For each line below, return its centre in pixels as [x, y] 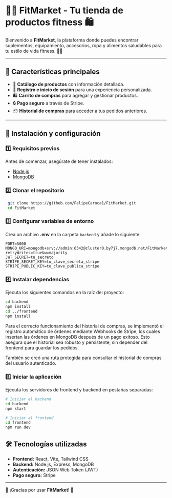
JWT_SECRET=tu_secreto [29, 257]
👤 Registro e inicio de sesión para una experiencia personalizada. [82, 90]
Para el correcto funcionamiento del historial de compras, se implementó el [84, 326]
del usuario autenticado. [31, 363]
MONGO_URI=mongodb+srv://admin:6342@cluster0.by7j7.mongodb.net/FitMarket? [88, 248]
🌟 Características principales [52, 72]
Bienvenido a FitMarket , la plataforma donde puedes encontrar [72, 40]
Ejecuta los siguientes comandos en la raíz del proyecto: [65, 293]
